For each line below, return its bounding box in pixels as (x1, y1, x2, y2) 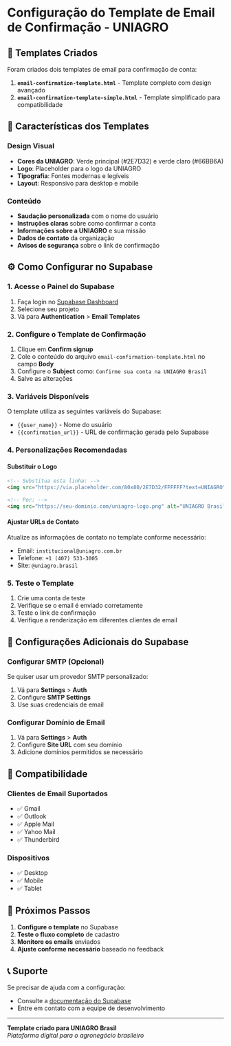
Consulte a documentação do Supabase (16, 996, 131, 1005)
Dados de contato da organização (16, 233, 115, 242)
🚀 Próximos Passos (7, 905, 91, 916)
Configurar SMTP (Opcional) (7, 657, 104, 667)
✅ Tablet (16, 885, 43, 893)
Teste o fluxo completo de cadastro (16, 930, 120, 939)
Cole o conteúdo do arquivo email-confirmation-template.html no (16, 352, 206, 360)
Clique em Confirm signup (16, 345, 93, 353)
